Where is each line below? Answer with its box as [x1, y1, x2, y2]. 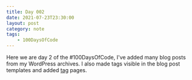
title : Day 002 [6, 8, 45, 15]
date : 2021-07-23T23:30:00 [6, 15, 74, 21]
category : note [6, 25, 45, 32]
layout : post [6, 20, 39, 26]
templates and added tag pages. [6, 67, 87, 73]
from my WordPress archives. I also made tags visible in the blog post [6, 60, 180, 67]
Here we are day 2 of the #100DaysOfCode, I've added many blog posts [6, 54, 186, 61]
